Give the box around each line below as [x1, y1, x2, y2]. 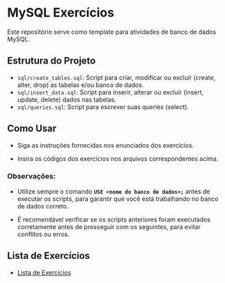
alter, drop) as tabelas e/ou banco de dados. [17, 81, 144, 89]
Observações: [7, 171, 56, 181]
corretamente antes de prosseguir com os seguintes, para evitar [17, 222, 201, 231]
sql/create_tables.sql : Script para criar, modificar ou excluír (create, [17, 73, 216, 81]
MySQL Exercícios [7, 5, 114, 21]
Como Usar [7, 123, 57, 135]
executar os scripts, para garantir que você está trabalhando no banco [17, 195, 219, 203]
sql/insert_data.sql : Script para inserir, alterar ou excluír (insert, [17, 88, 204, 96]
